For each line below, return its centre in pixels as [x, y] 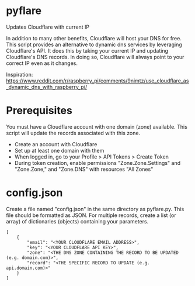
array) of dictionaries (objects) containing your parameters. [77, 221]
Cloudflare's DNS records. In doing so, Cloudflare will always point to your [95, 57]
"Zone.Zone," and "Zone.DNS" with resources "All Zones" [84, 169]
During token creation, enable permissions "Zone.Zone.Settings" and [97, 163]
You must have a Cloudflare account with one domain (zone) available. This [97, 126]
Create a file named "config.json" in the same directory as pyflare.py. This [95, 209]
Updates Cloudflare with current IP [48, 27]
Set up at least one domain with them [59, 150]
